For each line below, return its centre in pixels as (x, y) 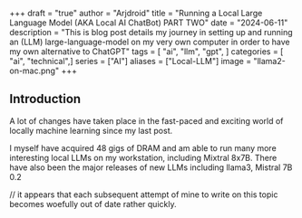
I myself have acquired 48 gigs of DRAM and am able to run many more (143, 147)
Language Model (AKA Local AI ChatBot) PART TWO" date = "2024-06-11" (149, 23)
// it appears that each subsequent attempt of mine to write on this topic (144, 194)
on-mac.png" (34, 71)
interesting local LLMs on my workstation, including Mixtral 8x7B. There (143, 157)
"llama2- (269, 61)
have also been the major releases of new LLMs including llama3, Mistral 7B (151, 167)
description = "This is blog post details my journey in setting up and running (151, 32)
